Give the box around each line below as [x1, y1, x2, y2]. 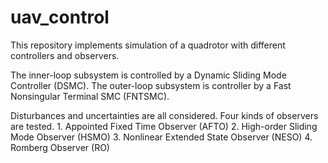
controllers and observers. [10, 49, 120, 61]
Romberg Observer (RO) [10, 141, 110, 153]
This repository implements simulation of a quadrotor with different [10, 39, 286, 51]
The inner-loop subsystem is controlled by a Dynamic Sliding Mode [10, 69, 287, 81]
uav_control [10, 6, 110, 29]
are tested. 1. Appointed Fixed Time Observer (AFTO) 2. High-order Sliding [10, 120, 318, 132]
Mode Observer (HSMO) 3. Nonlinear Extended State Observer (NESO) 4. [10, 131, 313, 143]
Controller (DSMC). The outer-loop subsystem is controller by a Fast [10, 79, 292, 91]
